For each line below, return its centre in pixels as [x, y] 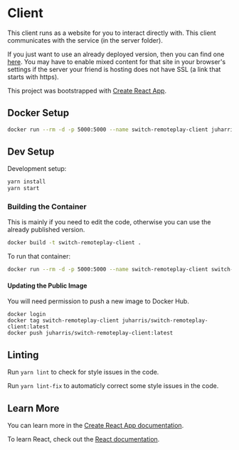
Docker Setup [38, 113]
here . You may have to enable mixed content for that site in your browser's [117, 61]
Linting [23, 355]
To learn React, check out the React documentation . [84, 439]
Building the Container [47, 206]
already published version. [46, 230]
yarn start [23, 189]
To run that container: [39, 256]
